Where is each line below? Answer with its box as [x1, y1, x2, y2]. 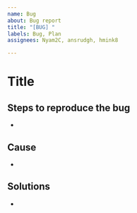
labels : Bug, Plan [7, 30, 61, 38]
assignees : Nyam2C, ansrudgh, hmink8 [7, 37, 119, 44]
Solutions [7, 180, 51, 192]
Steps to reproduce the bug [7, 102, 131, 114]
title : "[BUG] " [7, 23, 55, 31]
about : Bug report [7, 17, 61, 24]
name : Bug [7, 10, 37, 18]
